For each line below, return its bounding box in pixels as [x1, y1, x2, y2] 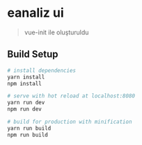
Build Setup [7, 48, 58, 60]
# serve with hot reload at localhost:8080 [7, 92, 136, 99]
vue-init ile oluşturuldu [24, 28, 89, 36]
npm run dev [7, 106, 42, 113]
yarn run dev [7, 99, 45, 106]
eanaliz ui [7, 5, 64, 21]
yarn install [7, 74, 45, 81]
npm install [7, 80, 42, 87]
